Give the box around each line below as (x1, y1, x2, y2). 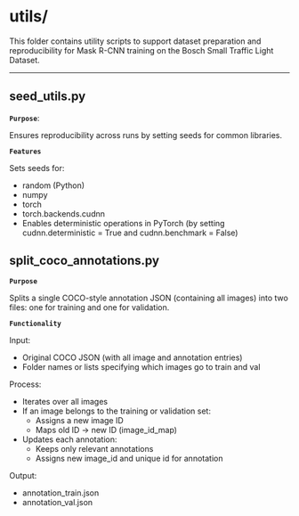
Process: (9, 379, 42, 389)
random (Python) (21, 180, 85, 191)
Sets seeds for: (9, 162, 65, 173)
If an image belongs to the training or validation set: (21, 405, 212, 416)
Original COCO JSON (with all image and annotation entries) (21, 352, 243, 363)
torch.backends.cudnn (21, 208, 105, 219)
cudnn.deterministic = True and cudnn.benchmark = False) (21, 227, 238, 238)
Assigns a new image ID (35, 414, 125, 425)
